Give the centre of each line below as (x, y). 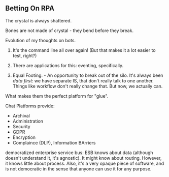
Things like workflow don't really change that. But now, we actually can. (88, 86)
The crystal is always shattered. (39, 20)
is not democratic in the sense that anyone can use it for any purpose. (78, 169)
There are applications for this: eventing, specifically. (68, 65)
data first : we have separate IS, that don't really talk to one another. (83, 80)
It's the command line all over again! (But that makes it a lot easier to (84, 50)
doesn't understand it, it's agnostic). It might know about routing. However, (83, 158)
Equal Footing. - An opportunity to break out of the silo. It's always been (88, 75)
